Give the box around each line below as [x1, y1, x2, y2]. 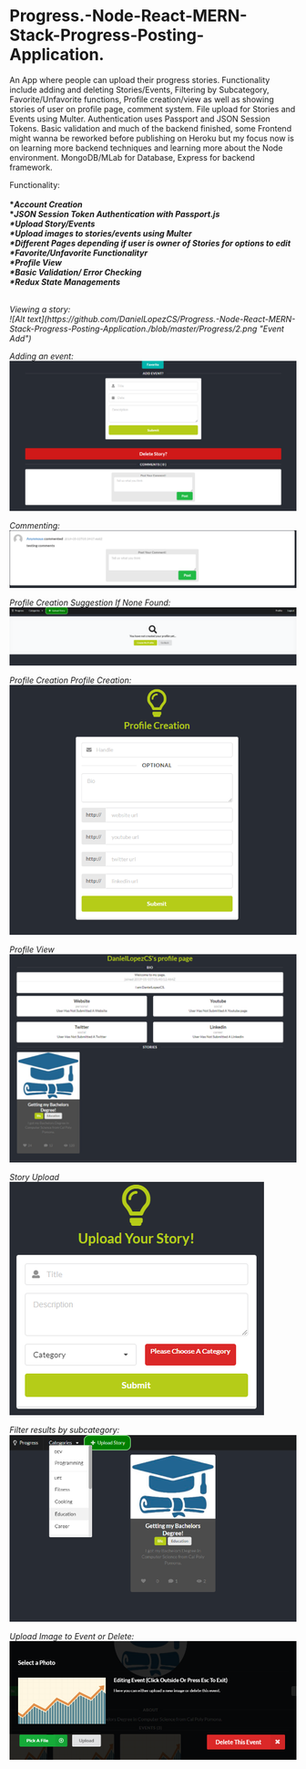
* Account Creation [9, 198, 83, 210]
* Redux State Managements [9, 276, 121, 288]
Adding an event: [9, 351, 75, 361]
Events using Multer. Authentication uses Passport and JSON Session [9, 113, 270, 124]
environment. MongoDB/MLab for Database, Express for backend [9, 152, 255, 162]
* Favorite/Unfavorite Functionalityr [9, 247, 148, 258]
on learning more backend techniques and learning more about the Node [9, 142, 283, 153]
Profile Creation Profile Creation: [9, 675, 132, 686]
